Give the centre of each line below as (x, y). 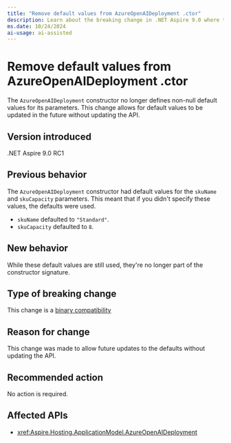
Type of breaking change (62, 294)
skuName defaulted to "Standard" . (63, 219)
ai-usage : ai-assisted (40, 33)
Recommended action (55, 377)
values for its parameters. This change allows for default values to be (105, 108)
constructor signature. (38, 272)
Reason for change (48, 332)
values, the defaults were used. (52, 206)
